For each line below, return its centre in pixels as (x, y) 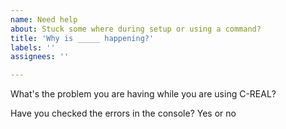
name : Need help (44, 19)
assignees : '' (40, 57)
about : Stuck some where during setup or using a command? (136, 29)
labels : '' (33, 47)
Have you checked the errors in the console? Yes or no (123, 113)
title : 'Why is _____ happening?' (82, 38)
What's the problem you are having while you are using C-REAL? (143, 94)
